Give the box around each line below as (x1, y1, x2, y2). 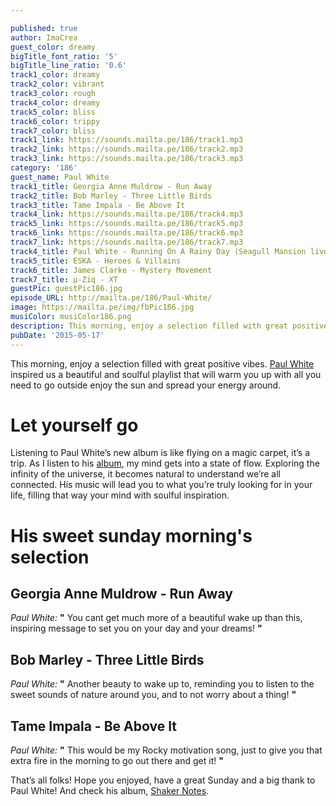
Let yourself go (10, 414, 139, 436)
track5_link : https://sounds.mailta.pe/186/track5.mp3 (10, 219, 244, 229)
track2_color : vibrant (10, 79, 105, 90)
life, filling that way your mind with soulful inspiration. (10, 489, 230, 501)
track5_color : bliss (10, 107, 97, 117)
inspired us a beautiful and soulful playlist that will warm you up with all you (10, 368, 322, 380)
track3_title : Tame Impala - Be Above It (10, 200, 186, 210)
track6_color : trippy (10, 116, 101, 126)
